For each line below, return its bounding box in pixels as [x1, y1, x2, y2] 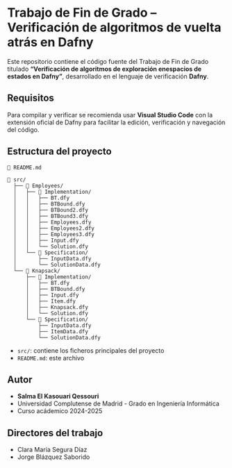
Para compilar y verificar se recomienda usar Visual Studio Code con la [7, 110, 213, 119]
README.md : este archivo [17, 353, 85, 362]
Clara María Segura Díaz [17, 446, 88, 454]
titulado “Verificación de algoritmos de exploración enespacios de [7, 65, 202, 73]
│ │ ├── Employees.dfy [13, 219, 92, 226]
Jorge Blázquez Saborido [17, 453, 90, 461]
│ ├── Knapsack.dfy [25, 303, 89, 310]
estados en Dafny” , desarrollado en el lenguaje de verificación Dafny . [7, 72, 209, 81]
